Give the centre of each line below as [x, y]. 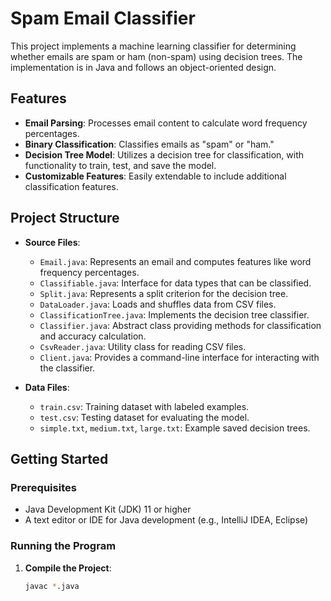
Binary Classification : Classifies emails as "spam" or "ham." [149, 144]
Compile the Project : [68, 568]
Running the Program [63, 546]
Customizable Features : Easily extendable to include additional [155, 176]
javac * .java [52, 586]
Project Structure [65, 218]
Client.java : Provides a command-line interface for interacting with [179, 357]
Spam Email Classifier [103, 18]
